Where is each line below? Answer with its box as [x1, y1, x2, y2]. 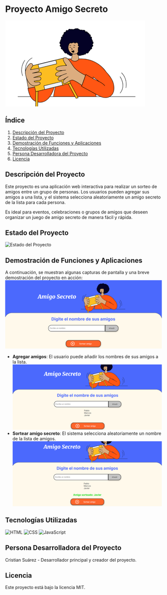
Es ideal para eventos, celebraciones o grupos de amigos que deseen [5, 209, 148, 215]
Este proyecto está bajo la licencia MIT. [5, 585, 85, 591]
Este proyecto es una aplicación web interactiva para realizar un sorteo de [5, 183, 158, 190]
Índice [5, 116, 25, 125]
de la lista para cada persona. [5, 199, 66, 205]
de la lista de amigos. [12, 435, 56, 441]
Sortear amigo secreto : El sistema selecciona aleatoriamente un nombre [12, 430, 162, 436]
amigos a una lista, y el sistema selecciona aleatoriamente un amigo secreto [5, 194, 161, 200]
